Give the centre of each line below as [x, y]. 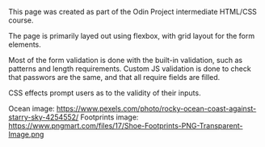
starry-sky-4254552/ [44, 117]
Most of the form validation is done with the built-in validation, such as [126, 60]
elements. [25, 44]
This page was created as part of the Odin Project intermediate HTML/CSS [132, 12]
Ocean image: [32, 109]
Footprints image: [109, 117]
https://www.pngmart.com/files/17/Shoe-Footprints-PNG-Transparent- [126, 126]
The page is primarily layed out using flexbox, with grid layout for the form [132, 36]
